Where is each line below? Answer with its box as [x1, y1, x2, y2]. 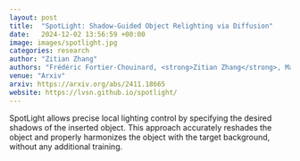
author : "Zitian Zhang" [9, 55, 98, 64]
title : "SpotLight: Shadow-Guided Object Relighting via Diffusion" [9, 21, 274, 30]
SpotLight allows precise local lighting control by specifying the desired [9, 113, 272, 123]
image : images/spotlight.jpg [9, 38, 118, 47]
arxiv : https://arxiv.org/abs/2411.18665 [9, 80, 166, 89]
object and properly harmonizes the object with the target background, [9, 131, 271, 142]
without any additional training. [9, 140, 123, 152]
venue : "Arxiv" [9, 72, 66, 80]
